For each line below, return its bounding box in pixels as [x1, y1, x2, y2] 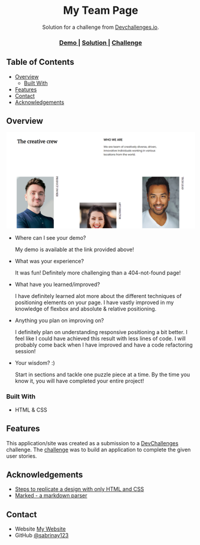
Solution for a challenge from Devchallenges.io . [42, 23, 159, 31]
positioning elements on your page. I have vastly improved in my [14, 299, 174, 306]
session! [14, 348, 36, 355]
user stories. [6, 452, 37, 460]
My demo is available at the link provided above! [14, 246, 134, 253]
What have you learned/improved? [14, 281, 101, 288]
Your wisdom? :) [14, 359, 55, 367]
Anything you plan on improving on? [14, 317, 104, 324]
